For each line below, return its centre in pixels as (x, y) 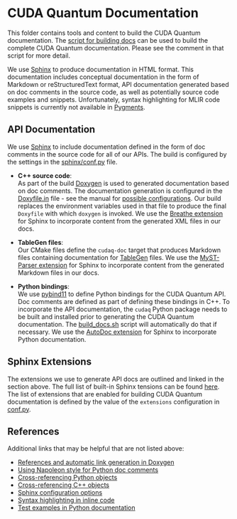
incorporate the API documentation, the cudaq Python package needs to (122, 309)
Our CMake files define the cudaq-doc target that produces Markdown (119, 250)
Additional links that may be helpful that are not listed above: (96, 449)
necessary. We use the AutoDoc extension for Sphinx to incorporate (117, 332)
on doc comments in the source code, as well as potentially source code (113, 92)
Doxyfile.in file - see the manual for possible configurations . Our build (119, 198)
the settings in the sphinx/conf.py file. (62, 162)
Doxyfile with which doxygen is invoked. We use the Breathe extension (120, 213)
